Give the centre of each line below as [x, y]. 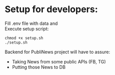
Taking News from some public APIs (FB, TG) [59, 61]
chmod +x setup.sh [24, 38]
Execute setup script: [27, 28]
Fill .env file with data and [31, 23]
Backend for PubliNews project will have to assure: [57, 52]
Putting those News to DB [39, 67]
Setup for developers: [51, 9]
